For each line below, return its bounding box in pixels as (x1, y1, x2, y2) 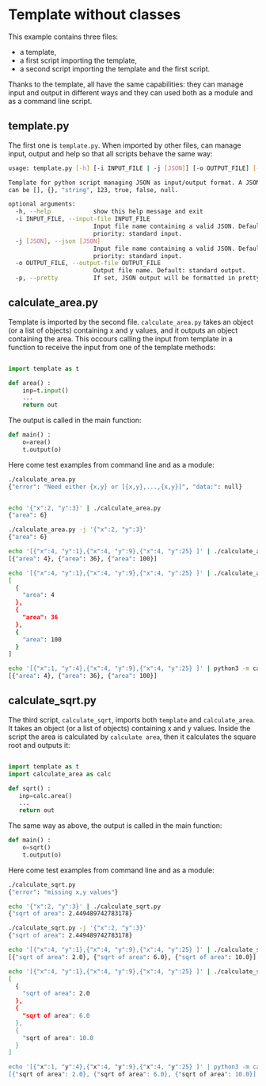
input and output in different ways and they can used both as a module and (8, 87, 253, 97)
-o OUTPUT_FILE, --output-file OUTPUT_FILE (15, 260, 161, 268)
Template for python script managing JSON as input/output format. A (8, 179, 243, 187)
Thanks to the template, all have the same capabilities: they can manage (8, 79, 244, 89)
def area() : (8, 379, 51, 387)
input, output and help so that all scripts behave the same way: (8, 148, 213, 158)
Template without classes (8, 6, 181, 24)
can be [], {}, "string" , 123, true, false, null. (8, 186, 179, 194)
